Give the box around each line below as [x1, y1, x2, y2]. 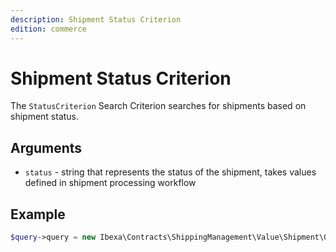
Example [10, 206, 66, 223]
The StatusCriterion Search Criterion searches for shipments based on [10, 100, 307, 112]
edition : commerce [10, 24, 87, 34]
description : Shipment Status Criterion [10, 14, 182, 25]
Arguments [10, 139, 83, 156]
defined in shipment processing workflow [24, 177, 197, 189]
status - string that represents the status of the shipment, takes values [24, 166, 317, 178]
